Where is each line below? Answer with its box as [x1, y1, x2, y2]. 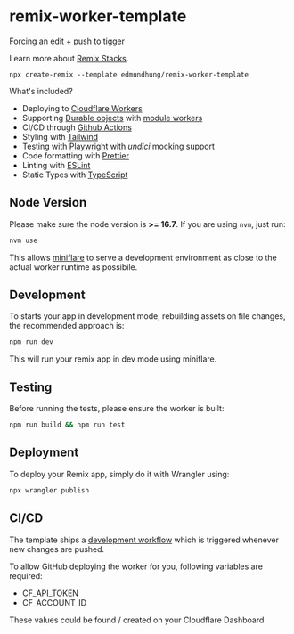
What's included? [9, 85, 73, 96]
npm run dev [9, 337, 53, 346]
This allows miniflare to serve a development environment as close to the [9, 252, 278, 263]
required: [9, 570, 43, 581]
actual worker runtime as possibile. [9, 261, 138, 272]
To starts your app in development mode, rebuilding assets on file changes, [9, 311, 287, 321]
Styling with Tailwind [21, 131, 99, 142]
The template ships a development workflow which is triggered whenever [9, 534, 279, 545]
